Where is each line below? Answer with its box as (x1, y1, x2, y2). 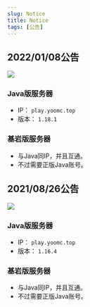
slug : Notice (7, 10, 46, 18)
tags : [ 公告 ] (7, 23, 44, 30)
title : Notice (7, 17, 49, 24)
